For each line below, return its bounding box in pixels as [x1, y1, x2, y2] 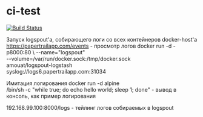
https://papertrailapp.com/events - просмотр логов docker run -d [6, 42, 172, 49]
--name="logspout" [36, 48, 85, 55]
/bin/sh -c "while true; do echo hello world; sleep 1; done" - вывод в [6, 86, 177, 93]
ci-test [6, 4, 41, 18]
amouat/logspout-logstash [6, 62, 73, 69]
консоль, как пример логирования [6, 92, 96, 100]
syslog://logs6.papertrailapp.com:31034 [6, 68, 107, 75]
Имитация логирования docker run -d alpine [6, 80, 120, 87]
